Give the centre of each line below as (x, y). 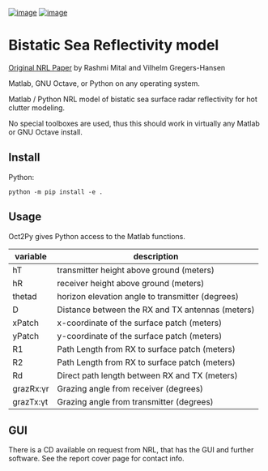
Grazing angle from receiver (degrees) (130, 388)
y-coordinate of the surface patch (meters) (140, 336)
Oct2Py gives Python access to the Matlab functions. (97, 236)
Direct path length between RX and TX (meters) (147, 375)
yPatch (26, 336)
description (156, 256)
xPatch (26, 323)
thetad (25, 296)
